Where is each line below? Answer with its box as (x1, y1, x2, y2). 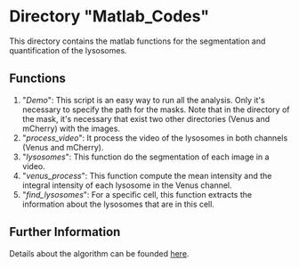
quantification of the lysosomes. (9, 45, 127, 55)
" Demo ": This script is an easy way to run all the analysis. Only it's (21, 94, 265, 105)
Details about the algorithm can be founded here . (9, 248, 190, 259)
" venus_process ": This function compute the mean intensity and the (21, 170, 272, 181)
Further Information (9, 224, 121, 240)
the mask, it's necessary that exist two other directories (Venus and (21, 113, 271, 124)
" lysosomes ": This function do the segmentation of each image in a (21, 151, 270, 162)
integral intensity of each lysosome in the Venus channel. (21, 180, 233, 191)
